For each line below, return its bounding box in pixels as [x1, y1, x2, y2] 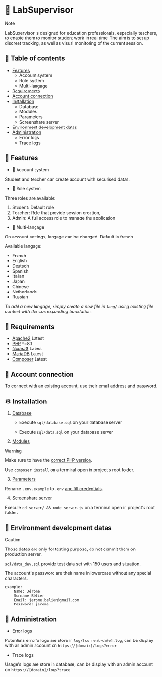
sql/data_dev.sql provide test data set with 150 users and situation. [5, 561, 141, 567]
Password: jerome [14, 602, 49, 606]
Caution [5, 536, 21, 542]
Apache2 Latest [12, 335, 44, 341]
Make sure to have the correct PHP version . [5, 457, 92, 463]
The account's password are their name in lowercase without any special [5, 570, 152, 576]
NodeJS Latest [12, 346, 42, 352]
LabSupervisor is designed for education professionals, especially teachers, [5, 30, 158, 36]
